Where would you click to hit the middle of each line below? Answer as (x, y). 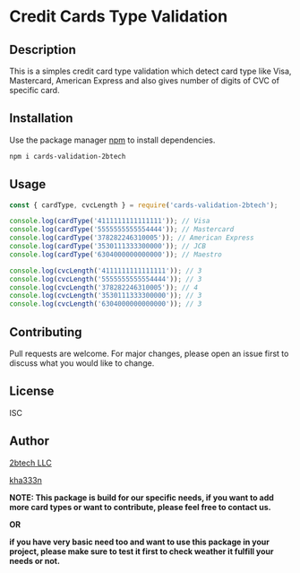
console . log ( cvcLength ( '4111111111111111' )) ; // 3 (106, 271)
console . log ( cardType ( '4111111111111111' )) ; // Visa (110, 221)
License (32, 391)
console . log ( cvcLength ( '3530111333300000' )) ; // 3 (106, 296)
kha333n (26, 480)
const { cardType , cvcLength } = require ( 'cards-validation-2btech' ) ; (144, 205)
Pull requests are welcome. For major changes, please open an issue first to (149, 353)
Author (29, 441)
